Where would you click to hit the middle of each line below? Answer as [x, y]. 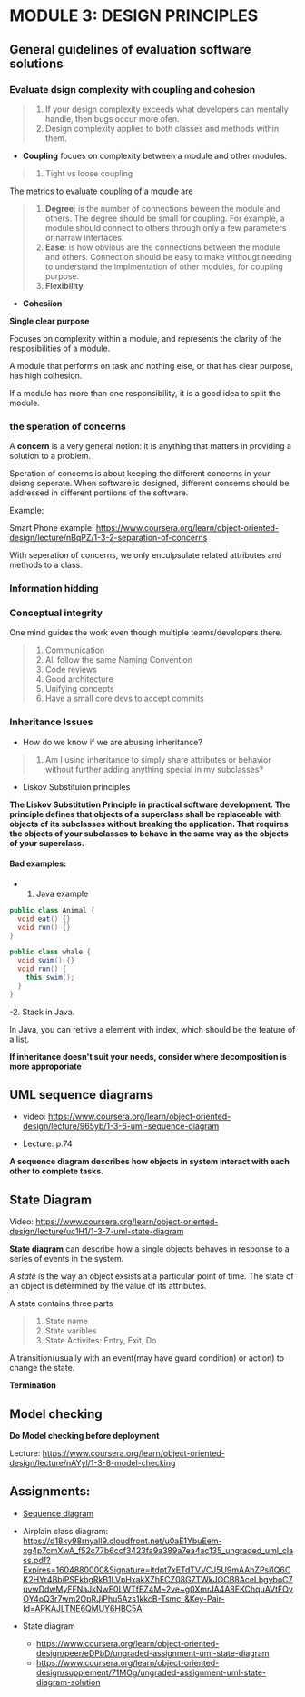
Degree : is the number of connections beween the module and [162, 208]
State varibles [71, 1331]
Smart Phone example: [52, 528]
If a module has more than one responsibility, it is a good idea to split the [145, 393]
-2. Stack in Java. [42, 1012]
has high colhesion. [46, 375]
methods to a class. [46, 565]
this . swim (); [50, 978]
